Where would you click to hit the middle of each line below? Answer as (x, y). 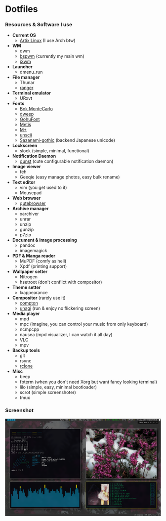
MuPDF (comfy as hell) (43, 261)
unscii (26, 135)
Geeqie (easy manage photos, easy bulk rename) (70, 177)
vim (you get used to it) (43, 188)
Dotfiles (21, 9)
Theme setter (26, 287)
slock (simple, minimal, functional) (55, 151)
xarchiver (29, 214)
